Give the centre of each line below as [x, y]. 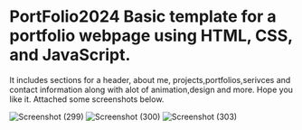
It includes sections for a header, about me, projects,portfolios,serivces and [150, 79]
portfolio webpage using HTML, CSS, [151, 36]
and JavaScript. [70, 55]
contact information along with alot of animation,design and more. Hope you [151, 89]
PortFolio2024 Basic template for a [143, 17]
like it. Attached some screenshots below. [87, 99]
